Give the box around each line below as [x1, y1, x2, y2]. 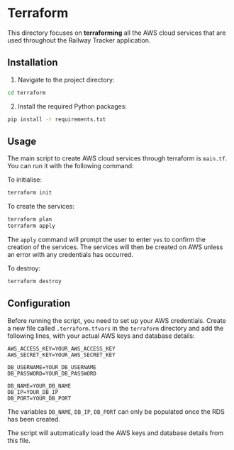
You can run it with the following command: [7, 162, 134, 170]
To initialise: [7, 175, 43, 184]
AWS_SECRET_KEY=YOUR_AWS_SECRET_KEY [7, 351, 116, 358]
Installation [7, 57, 58, 69]
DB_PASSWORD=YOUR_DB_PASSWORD [7, 370, 97, 377]
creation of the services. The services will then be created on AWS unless [7, 243, 223, 251]
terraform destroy [7, 278, 62, 285]
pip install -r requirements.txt [7, 116, 106, 123]
